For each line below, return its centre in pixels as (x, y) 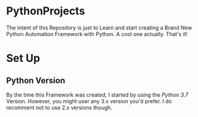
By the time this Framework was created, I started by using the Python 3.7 (97, 95)
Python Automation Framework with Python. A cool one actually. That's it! (97, 34)
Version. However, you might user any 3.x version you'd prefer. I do (89, 101)
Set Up (23, 58)
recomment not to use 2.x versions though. (59, 107)
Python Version (36, 80)
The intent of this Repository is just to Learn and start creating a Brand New (99, 28)
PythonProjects (46, 11)
